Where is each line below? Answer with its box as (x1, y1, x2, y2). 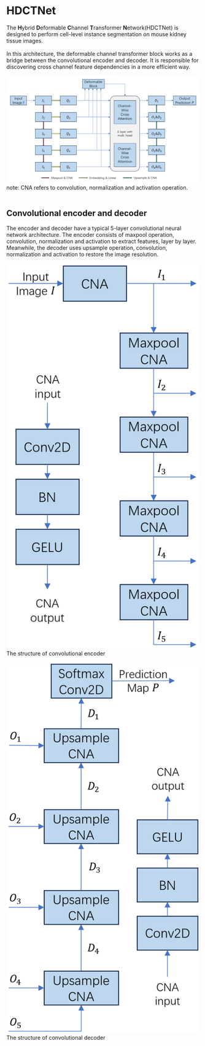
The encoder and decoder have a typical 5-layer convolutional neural (6, 225, 182, 232)
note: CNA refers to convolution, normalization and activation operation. (6, 184, 188, 191)
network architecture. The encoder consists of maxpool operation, (6, 231, 174, 238)
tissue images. (6, 37, 43, 44)
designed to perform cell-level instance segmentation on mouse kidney (6, 30, 187, 37)
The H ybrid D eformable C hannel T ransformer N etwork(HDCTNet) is (6, 24, 179, 31)
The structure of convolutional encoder (6, 650, 106, 657)
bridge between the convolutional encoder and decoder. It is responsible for (6, 56, 199, 64)
